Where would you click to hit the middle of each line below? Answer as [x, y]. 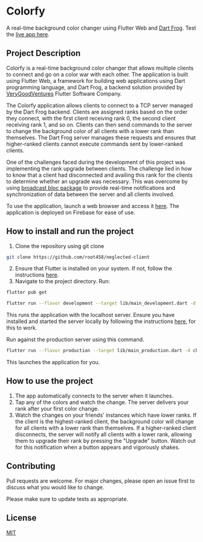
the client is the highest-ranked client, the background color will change [105, 421]
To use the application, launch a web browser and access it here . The [93, 206]
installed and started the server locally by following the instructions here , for [101, 321]
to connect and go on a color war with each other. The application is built [97, 74]
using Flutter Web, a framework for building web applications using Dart [96, 80]
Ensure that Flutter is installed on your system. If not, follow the [93, 269]
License [21, 518]
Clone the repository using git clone [60, 246]
